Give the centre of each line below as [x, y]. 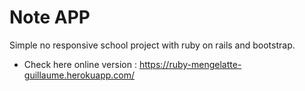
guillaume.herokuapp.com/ [79, 75]
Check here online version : [80, 64]
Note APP [50, 17]
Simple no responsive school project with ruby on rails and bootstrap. [152, 45]
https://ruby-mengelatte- [190, 64]
